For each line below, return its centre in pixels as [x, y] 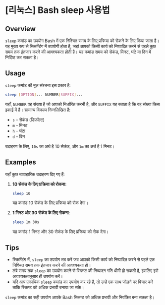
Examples [21, 162]
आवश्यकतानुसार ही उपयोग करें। [38, 276]
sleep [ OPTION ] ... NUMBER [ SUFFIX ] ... [44, 95]
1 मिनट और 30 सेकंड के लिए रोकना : [41, 213]
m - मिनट [20, 125]
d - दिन [19, 136]
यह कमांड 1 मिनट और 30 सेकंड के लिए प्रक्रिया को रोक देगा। [60, 232]
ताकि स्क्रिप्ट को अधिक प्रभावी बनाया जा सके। [48, 288]
